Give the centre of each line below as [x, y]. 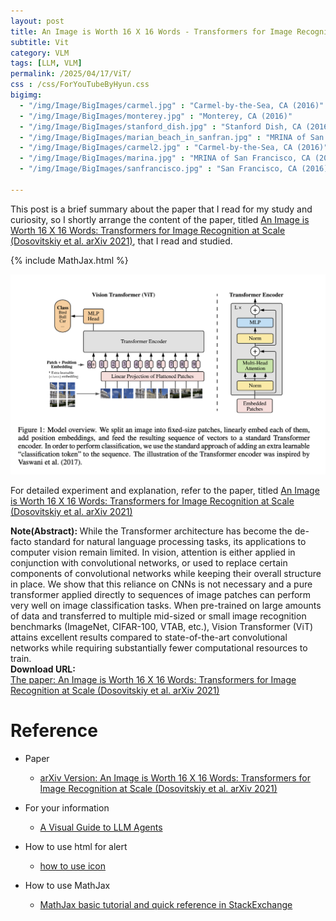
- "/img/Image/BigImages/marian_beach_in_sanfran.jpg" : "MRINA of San [172, 137]
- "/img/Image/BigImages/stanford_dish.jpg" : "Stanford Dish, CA [160, 126]
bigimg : [26, 95]
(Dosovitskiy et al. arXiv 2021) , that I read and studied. [121, 241]
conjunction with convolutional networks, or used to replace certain [149, 563]
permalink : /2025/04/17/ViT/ [71, 74]
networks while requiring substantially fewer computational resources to [159, 648]
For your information [67, 808]
